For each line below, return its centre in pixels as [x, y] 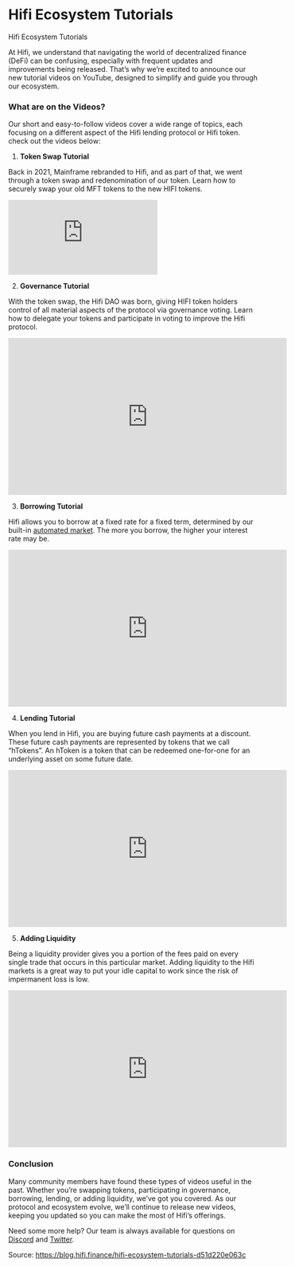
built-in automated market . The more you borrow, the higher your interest [128, 530]
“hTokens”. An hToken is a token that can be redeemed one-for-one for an [129, 750]
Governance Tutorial [54, 286]
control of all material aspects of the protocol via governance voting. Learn [130, 310]
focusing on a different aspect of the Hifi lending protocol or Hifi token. [124, 132]
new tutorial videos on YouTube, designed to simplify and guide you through [133, 77]
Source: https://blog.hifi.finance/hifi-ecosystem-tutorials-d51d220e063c [127, 1254]
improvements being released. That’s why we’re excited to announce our [127, 69]
